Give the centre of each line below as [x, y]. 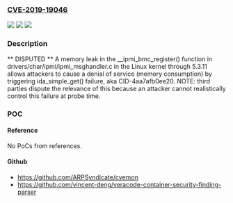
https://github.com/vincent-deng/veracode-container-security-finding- [119, 184]
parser [27, 192]
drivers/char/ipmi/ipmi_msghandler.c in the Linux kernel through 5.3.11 [107, 66]
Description [27, 44]
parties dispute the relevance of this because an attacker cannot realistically [116, 88]
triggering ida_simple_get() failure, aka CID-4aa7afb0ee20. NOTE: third [109, 81]
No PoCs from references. [45, 146]
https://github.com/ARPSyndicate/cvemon [78, 177]
